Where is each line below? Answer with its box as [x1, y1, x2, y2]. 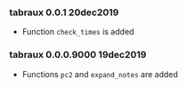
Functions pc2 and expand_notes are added [21, 68, 178, 79]
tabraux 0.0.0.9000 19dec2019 [9, 49, 147, 61]
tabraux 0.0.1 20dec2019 [9, 6, 119, 19]
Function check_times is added [21, 27, 134, 37]
